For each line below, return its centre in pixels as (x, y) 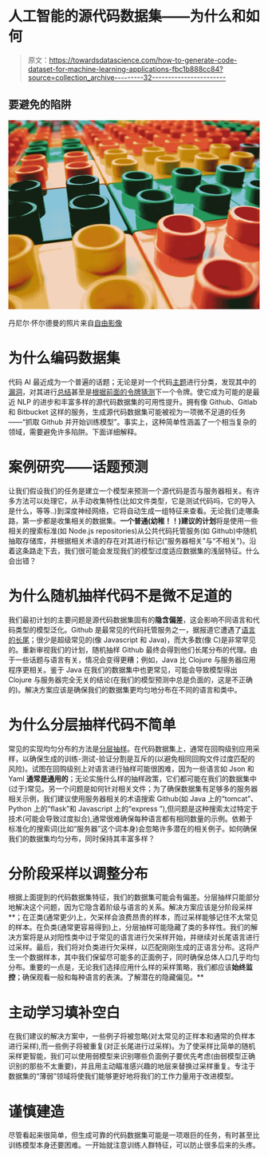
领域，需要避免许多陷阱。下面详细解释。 (75, 432)
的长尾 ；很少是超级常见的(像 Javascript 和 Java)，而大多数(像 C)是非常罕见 (132, 640)
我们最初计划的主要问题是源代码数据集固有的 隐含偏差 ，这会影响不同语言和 (130, 620)
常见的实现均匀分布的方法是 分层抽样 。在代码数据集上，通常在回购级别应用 (130, 748)
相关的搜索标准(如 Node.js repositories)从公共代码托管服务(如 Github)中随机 (133, 531)
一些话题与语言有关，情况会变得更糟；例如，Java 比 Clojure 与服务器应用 (136, 660)
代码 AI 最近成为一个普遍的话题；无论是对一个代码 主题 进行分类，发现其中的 (132, 381)
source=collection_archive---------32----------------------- (127, 78)
